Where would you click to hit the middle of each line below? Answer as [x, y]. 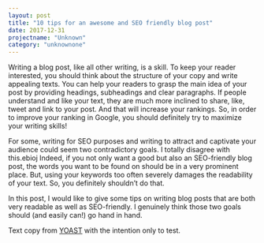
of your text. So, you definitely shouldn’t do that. [87, 183]
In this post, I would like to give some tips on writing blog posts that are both [132, 199]
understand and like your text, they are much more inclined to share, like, [126, 101]
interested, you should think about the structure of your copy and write [123, 76]
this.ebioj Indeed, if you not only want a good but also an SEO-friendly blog [130, 158]
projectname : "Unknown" [47, 37]
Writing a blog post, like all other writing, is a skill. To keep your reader [122, 67]
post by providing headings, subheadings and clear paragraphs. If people [127, 92]
